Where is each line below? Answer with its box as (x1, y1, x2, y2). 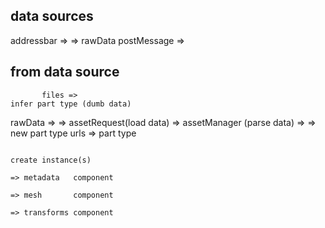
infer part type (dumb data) (10, 99, 132, 109)
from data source (10, 64, 120, 81)
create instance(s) (10, 155, 92, 165)
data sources (10, 8, 94, 25)
